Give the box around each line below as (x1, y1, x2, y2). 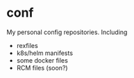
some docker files (16, 56, 69, 64)
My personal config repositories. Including (6, 28, 128, 36)
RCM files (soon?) (16, 63, 68, 72)
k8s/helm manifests (16, 49, 74, 57)
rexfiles (16, 41, 39, 49)
